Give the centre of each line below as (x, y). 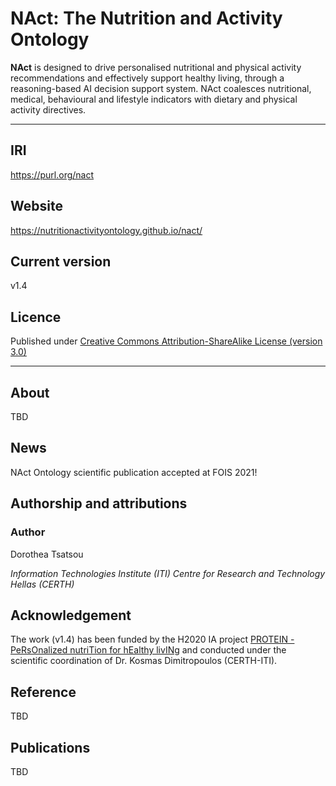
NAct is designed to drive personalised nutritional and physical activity (156, 67)
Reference (43, 692)
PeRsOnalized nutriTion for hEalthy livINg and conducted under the (148, 650)
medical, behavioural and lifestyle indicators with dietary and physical (154, 99)
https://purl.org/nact (52, 174)
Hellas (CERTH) (42, 584)
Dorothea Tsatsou (47, 554)
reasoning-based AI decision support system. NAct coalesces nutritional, (161, 88)
